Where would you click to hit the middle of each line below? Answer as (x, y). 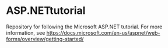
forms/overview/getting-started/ (45, 39)
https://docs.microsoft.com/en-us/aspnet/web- (103, 32)
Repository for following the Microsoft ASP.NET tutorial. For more (84, 27)
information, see (26, 32)
